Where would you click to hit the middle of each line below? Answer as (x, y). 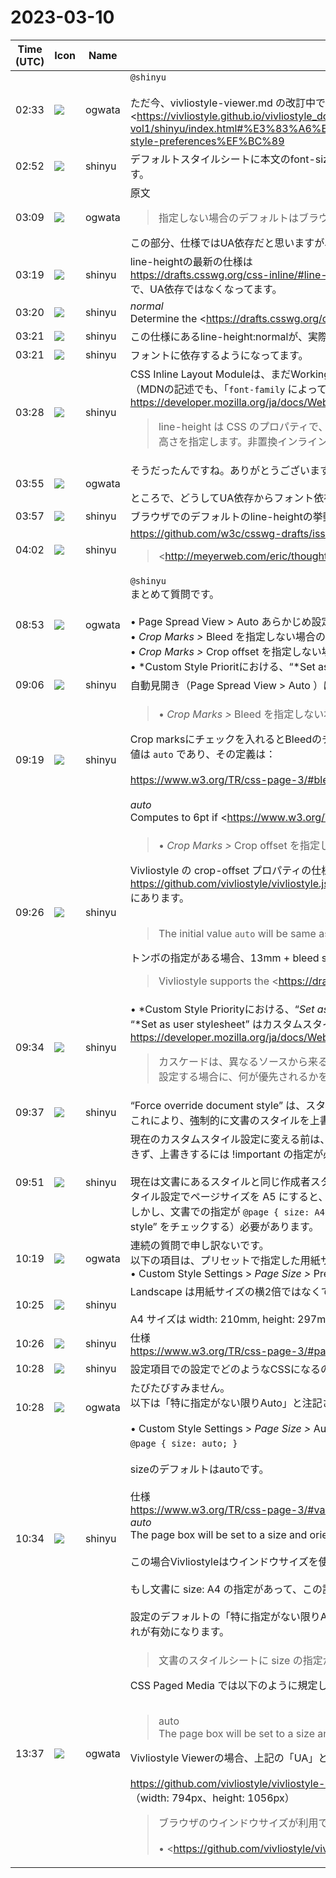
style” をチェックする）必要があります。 (224, 1226)
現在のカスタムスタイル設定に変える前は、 (230, 1139)
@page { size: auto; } (183, 1443)
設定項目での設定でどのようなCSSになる (225, 1369)
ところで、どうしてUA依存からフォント (222, 498)
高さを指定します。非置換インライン (243, 441)
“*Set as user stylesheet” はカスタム (216, 1024)
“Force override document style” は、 (218, 1105)
